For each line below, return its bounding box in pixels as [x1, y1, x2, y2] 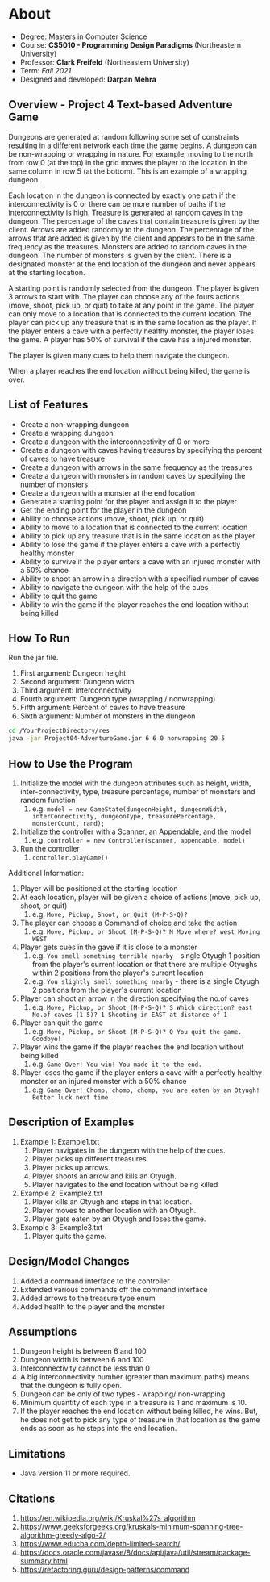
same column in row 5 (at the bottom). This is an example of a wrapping [8, 166, 247, 176]
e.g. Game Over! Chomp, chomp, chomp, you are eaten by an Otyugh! [31, 1085, 260, 1094]
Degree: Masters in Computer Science [19, 31, 147, 41]
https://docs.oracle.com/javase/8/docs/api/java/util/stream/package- [19, 1547, 251, 1557]
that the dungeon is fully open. [19, 1381, 123, 1391]
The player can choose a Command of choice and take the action [19, 918, 238, 927]
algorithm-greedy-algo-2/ [19, 1530, 106, 1540]
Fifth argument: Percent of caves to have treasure [19, 703, 185, 713]
